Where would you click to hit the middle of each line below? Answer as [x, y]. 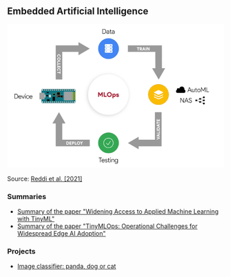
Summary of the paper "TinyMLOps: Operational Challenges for [107, 226]
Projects [21, 252]
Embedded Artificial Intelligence [78, 11]
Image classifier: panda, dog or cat [66, 266]
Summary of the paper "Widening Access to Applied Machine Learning [118, 212]
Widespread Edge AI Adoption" [61, 234]
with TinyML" [36, 219]
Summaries [27, 196]
